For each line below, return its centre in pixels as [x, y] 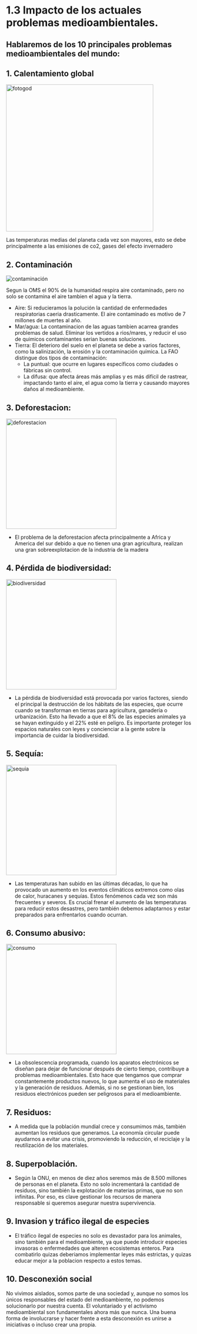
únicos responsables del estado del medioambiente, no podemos [85, 1299]
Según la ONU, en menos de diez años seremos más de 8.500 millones [101, 1178]
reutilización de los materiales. [51, 1145]
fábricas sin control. [48, 371]
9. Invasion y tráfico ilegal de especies [78, 1221]
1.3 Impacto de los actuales [74, 10]
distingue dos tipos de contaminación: [61, 358]
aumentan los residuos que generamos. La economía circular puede [97, 1133]
